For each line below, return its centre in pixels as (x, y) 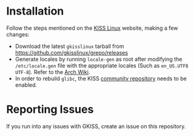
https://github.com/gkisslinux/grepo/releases (72, 52)
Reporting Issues (50, 110)
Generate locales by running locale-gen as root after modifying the (99, 59)
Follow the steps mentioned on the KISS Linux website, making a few (92, 28)
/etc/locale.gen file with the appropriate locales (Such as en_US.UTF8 (102, 66)
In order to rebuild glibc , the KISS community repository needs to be (101, 78)
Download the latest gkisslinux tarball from (69, 46)
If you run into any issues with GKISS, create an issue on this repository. (96, 126)
